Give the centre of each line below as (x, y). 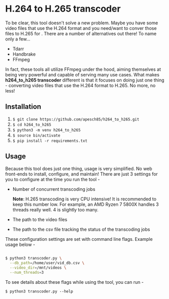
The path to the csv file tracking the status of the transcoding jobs (81, 229)
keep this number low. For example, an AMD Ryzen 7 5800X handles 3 (86, 204)
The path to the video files (40, 219)
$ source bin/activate (36, 135)
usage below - (20, 244)
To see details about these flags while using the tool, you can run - (74, 282)
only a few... (18, 39)
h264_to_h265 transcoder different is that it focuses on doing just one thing (85, 80)
